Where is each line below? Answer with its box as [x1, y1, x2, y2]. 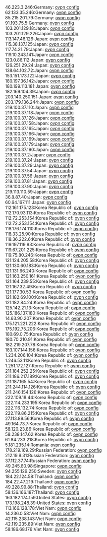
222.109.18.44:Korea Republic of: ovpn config [5, 395, 98, 400]
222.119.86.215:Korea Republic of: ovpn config [5, 410, 99, 416]
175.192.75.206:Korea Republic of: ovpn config [5, 326, 100, 332]
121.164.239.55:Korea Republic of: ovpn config [5, 278, 100, 284]
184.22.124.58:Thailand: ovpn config [5, 473, 79, 479]
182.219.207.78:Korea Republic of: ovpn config [5, 342, 100, 347]
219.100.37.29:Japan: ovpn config [5, 162, 73, 168]
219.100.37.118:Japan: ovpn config [5, 110, 74, 116]
